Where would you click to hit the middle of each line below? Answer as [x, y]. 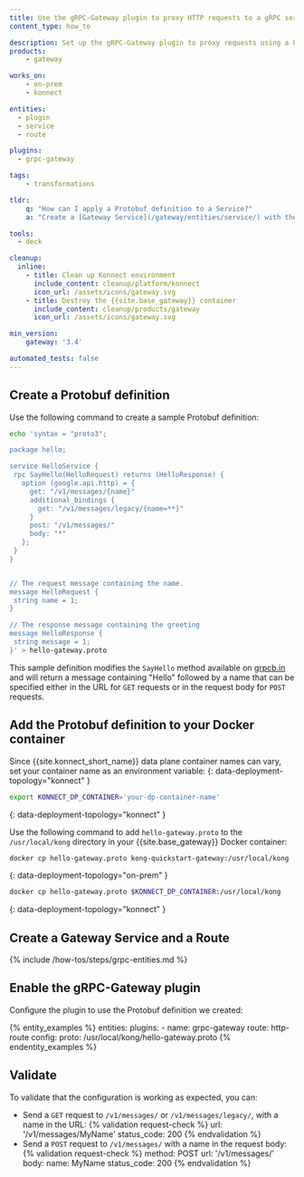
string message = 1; [52, 642]
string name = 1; [46, 600]
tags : [19, 176]
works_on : [28, 76]
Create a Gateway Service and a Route [119, 938]
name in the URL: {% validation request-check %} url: [123, 1124]
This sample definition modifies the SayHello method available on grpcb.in [147, 667]
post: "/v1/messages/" [72, 525]
